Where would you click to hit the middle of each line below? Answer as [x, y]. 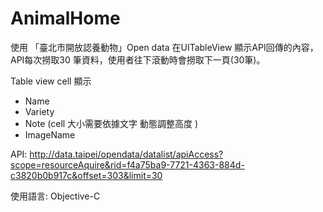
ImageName [50, 134]
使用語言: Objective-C [55, 196]
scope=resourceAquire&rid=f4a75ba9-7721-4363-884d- [127, 164]
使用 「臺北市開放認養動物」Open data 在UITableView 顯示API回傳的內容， [164, 47]
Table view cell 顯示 [51, 81]
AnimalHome [65, 18]
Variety [39, 111]
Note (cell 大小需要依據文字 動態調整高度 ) [111, 123]
